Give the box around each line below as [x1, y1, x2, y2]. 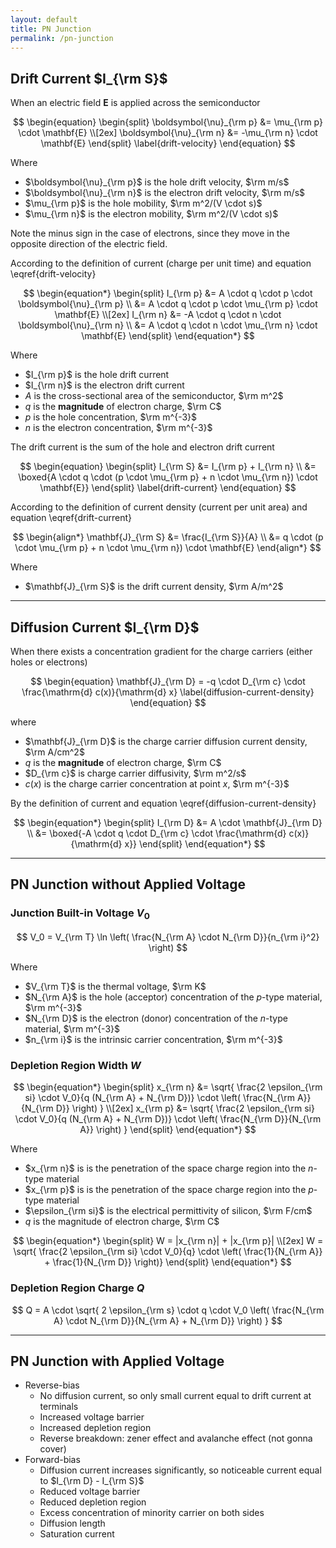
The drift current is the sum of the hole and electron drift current [10, 441, 275, 453]
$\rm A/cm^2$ [24, 746, 85, 758]
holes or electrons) [10, 656, 88, 668]
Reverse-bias [24, 1379, 80, 1391]
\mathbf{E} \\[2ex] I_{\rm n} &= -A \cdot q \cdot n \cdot [54, 309, 282, 321]
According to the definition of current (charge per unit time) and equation [10, 257, 312, 270]
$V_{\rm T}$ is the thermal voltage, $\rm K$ [24, 980, 207, 992]
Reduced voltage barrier [39, 1486, 141, 1498]
